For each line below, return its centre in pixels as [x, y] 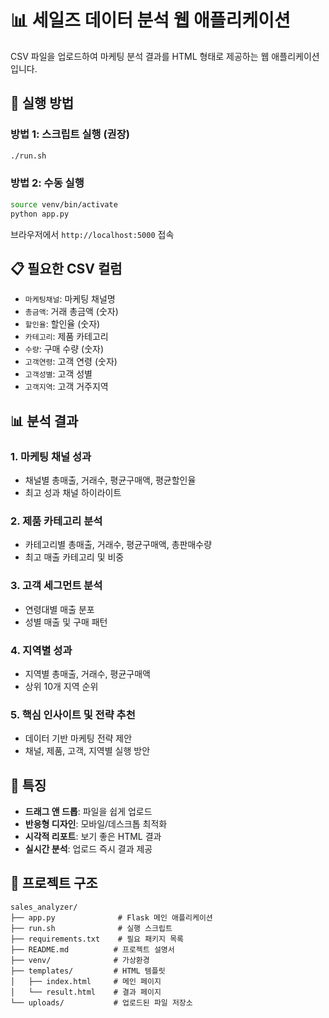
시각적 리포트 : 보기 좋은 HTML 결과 [93, 837]
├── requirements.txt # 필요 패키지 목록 [97, 939]
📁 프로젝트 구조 [54, 883]
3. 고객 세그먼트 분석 [56, 586]
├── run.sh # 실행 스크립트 [91, 928]
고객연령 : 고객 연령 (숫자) [71, 362]
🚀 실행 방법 [42, 103]
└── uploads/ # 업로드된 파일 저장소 [101, 1002]
